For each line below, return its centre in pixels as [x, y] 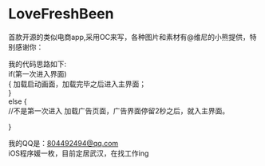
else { [18, 101]
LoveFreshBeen [61, 14]
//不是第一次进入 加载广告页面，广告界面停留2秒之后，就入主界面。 [119, 111]
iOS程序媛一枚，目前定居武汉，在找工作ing [79, 153]
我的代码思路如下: [38, 64]
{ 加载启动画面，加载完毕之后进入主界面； [77, 84]
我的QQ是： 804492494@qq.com [63, 143]
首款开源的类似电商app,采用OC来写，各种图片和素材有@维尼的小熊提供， [129, 37]
